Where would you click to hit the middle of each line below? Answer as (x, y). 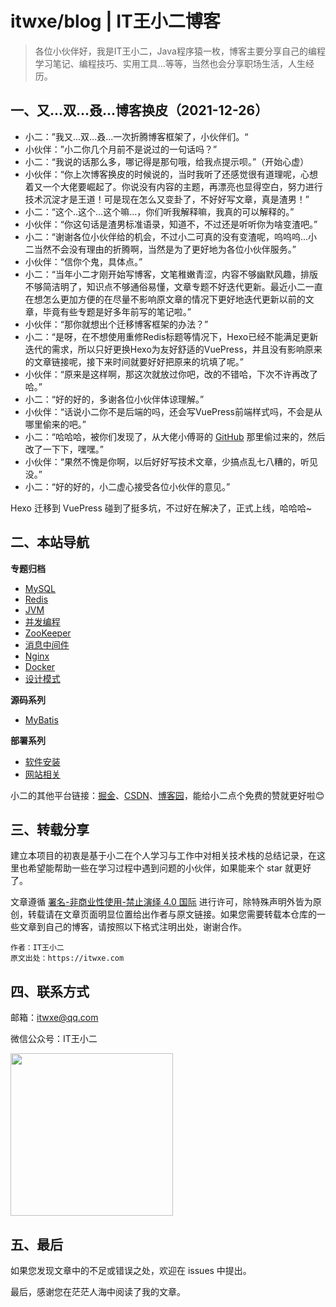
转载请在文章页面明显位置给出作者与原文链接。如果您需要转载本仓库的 (172, 914)
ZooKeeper (48, 633)
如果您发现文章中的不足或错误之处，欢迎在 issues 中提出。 (131, 1270)
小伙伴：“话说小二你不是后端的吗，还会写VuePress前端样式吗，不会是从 (173, 411)
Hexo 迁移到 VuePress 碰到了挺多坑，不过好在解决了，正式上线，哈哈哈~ (161, 508)
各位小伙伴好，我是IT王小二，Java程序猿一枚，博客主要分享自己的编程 (180, 51)
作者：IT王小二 (37, 948)
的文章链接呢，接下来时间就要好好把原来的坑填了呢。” (134, 361)
